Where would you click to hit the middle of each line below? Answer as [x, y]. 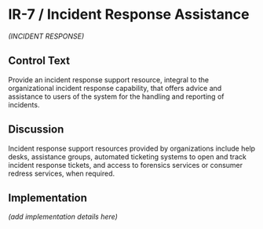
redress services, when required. [62, 173]
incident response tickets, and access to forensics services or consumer [126, 165]
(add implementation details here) [63, 216]
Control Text [39, 61]
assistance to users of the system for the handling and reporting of [116, 96]
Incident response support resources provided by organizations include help [132, 148]
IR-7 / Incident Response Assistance [129, 15]
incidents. [24, 104]
